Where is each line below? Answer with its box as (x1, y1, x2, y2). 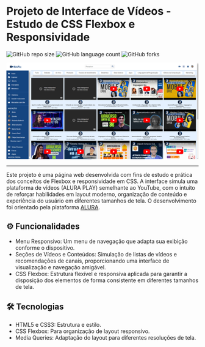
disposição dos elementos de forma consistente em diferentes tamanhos (15, 277, 199, 284)
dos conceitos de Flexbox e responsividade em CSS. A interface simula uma (6, 177, 198, 185)
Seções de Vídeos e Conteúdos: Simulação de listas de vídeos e (15, 250, 177, 258)
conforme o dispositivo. (15, 244, 75, 252)
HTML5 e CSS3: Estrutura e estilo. (15, 321, 102, 328)
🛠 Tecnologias (6, 302, 64, 312)
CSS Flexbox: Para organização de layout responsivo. (15, 327, 150, 335)
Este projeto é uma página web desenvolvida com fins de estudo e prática (6, 171, 193, 178)
